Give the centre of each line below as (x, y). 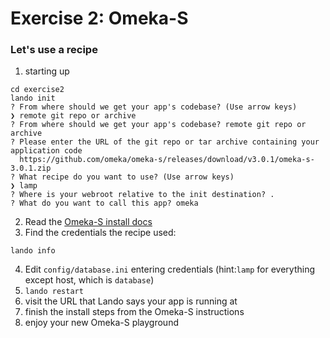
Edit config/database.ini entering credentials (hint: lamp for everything (169, 269)
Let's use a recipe (54, 50)
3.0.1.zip (31, 168)
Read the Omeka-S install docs (88, 222)
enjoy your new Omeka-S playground (101, 323)
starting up (47, 71)
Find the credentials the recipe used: (100, 233)
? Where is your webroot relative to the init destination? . (142, 195)
